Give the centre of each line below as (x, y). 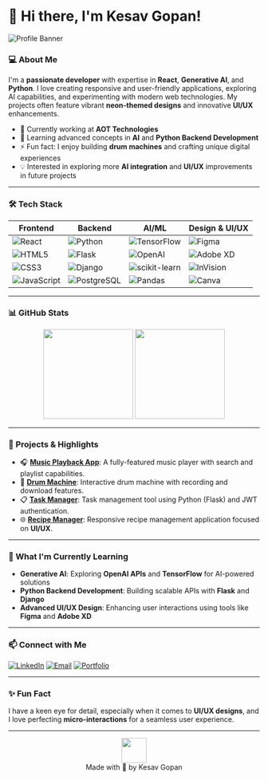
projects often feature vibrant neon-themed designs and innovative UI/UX (131, 105)
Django (32, 599)
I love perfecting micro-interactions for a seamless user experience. (121, 719)
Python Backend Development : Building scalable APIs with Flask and (134, 591)
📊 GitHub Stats (39, 313)
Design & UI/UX (219, 228)
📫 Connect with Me (47, 645)
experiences (40, 158)
